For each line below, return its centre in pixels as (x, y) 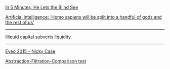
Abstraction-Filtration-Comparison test (46, 61)
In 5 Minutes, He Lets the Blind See (42, 7)
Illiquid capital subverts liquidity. (39, 37)
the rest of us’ (20, 22)
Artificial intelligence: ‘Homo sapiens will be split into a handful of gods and (83, 17)
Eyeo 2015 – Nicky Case (30, 51)
